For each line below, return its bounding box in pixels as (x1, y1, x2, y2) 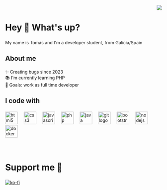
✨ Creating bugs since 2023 (5, 69, 64, 75)
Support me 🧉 (5, 162, 63, 173)
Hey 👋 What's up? (5, 22, 81, 33)
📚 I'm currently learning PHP (5, 75, 65, 81)
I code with (5, 96, 40, 105)
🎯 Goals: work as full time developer (5, 82, 80, 88)
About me (5, 54, 36, 63)
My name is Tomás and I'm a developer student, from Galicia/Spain (5, 40, 143, 46)
